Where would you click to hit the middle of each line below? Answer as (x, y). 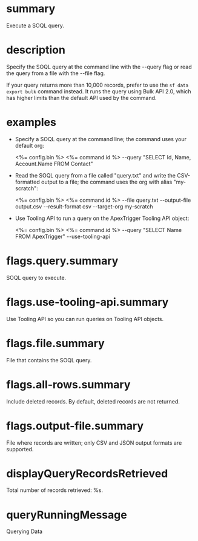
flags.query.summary (62, 261)
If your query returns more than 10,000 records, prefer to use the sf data (97, 85)
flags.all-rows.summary (68, 384)
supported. (20, 449)
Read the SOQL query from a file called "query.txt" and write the (95, 175)
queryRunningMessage (67, 515)
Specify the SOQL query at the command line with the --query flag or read (99, 67)
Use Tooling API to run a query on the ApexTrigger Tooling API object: (102, 218)
